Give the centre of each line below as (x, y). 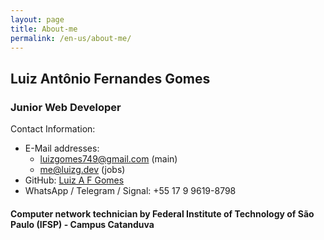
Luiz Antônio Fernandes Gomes (110, 78)
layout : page (37, 19)
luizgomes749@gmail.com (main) (108, 159)
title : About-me (44, 29)
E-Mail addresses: (62, 148)
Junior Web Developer (66, 107)
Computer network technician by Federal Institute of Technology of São (162, 213)
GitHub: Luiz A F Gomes (74, 180)
